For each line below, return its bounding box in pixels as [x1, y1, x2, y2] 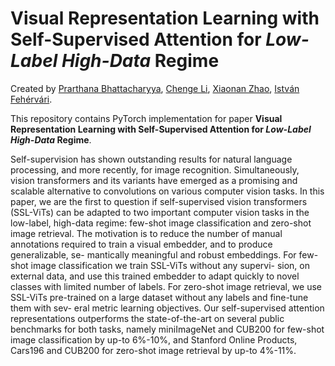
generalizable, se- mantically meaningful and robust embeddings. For [10, 248, 297, 261]
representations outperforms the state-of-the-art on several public [10, 312, 285, 324]
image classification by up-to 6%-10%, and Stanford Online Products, [10, 333, 298, 346]
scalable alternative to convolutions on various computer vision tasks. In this [10, 185, 325, 197]
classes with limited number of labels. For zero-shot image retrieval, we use [10, 280, 322, 292]
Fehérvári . [10, 93, 53, 105]
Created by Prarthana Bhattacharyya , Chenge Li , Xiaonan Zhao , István [10, 82, 300, 94]
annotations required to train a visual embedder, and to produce [10, 238, 273, 250]
